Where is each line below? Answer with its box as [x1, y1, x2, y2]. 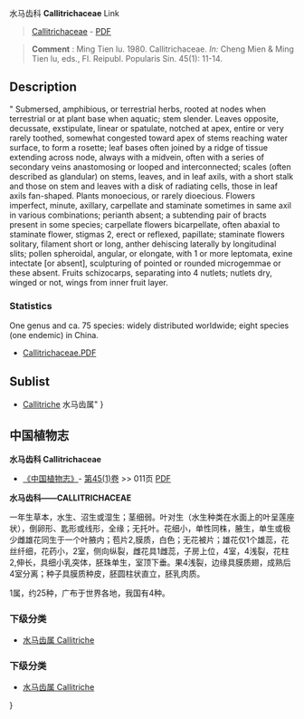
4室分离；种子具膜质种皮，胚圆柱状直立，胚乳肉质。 [9, 568, 205, 578]
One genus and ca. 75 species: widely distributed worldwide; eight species [9, 320, 290, 331]
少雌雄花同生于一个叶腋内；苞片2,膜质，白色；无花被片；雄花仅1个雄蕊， [9, 534, 282, 545]
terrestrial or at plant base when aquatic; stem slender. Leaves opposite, [9, 112, 279, 124]
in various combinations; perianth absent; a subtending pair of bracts [9, 209, 267, 220]
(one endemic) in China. [9, 330, 100, 341]
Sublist [9, 374, 50, 389]
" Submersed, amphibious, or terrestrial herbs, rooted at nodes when [9, 103, 267, 114]
